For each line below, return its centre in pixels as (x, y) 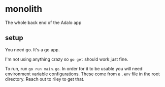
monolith (24, 9)
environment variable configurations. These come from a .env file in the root (82, 74)
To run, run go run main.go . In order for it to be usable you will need (74, 68)
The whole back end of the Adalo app (43, 22)
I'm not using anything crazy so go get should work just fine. (67, 59)
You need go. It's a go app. (33, 49)
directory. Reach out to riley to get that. (45, 79)
